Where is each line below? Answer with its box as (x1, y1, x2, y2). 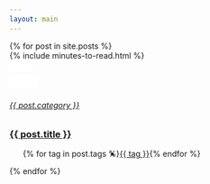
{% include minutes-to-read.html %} (9, 50, 145, 60)
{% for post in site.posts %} (9, 41, 113, 51)
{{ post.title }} (9, 127, 72, 140)
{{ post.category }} (9, 100, 80, 111)
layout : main (9, 14, 59, 23)
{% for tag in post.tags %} (22, 149, 120, 160)
